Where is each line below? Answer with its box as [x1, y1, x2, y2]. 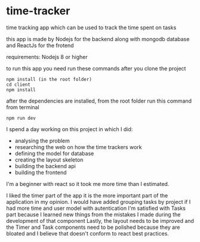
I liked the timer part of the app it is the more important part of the [6, 192, 168, 199]
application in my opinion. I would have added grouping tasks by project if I [6, 198, 191, 205]
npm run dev [6, 115, 36, 121]
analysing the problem [14, 137, 70, 144]
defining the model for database [14, 150, 94, 157]
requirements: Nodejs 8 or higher [6, 53, 88, 60]
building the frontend [14, 169, 67, 176]
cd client [6, 82, 31, 88]
